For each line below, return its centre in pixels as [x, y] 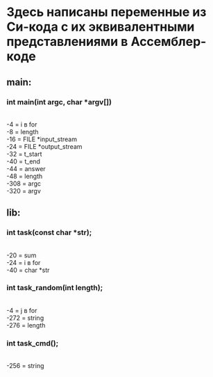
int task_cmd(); [33, 343]
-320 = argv [24, 191]
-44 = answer [26, 168]
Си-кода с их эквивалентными [101, 27]
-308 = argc [24, 183]
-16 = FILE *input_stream [42, 139]
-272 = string [25, 318]
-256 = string [25, 366]
